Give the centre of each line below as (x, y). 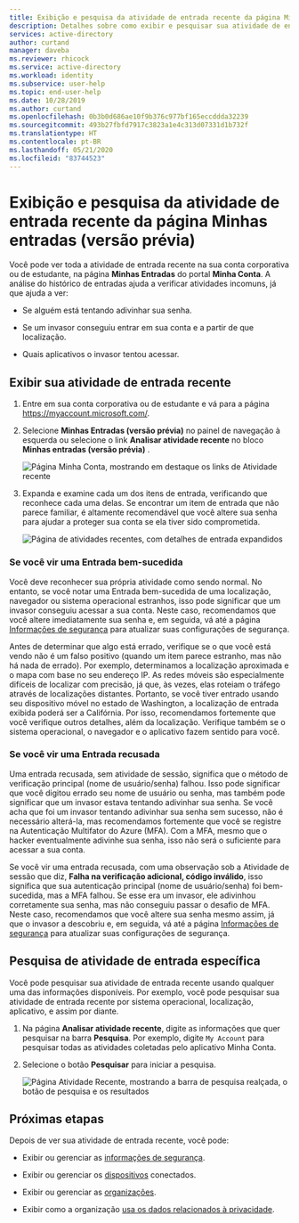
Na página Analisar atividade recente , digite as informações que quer (151, 1028)
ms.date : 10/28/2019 (48, 100)
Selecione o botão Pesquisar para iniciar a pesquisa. (119, 1064)
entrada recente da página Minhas (139, 221)
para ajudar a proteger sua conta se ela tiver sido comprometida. (141, 522)
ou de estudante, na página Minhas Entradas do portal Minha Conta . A (140, 274)
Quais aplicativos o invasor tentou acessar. (101, 355)
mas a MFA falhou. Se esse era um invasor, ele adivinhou (152, 895)
